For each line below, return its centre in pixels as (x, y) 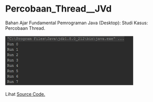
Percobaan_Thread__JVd (59, 9)
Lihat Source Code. (25, 94)
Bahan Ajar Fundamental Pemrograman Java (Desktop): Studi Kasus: (76, 23)
